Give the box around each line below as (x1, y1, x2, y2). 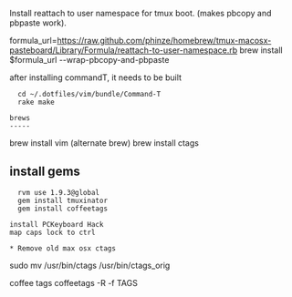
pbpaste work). (9, 17, 67, 28)
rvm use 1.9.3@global (17, 188, 100, 197)
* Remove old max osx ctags (9, 243, 117, 253)
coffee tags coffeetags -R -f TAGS (9, 277, 139, 288)
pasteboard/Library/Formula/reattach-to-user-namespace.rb (9, 45, 238, 56)
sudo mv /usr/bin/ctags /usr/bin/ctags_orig (9, 260, 171, 271)
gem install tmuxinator (17, 196, 108, 205)
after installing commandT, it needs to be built (9, 72, 182, 83)
